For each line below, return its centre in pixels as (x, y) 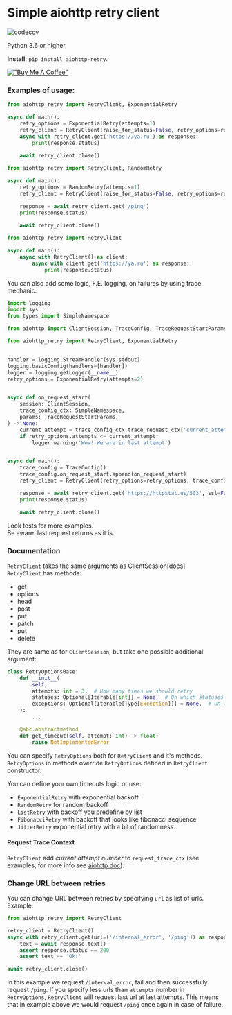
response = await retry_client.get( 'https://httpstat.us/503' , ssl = (120, 493)
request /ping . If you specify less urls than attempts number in (96, 990)
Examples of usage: (41, 90)
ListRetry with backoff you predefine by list (80, 812)
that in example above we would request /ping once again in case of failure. (115, 1005)
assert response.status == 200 (65, 950)
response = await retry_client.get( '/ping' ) (85, 206)
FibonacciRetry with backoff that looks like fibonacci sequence (107, 819)
